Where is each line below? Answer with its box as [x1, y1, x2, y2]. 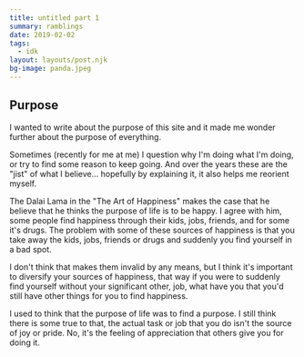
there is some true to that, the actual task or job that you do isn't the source [9, 317, 292, 328]
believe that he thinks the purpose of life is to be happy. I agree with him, [9, 205, 282, 216]
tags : [9, 38, 30, 48]
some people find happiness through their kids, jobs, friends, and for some [9, 214, 289, 225]
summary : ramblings [9, 22, 84, 31]
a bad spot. [9, 243, 52, 254]
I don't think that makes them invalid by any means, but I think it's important [9, 261, 293, 273]
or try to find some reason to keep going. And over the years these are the [9, 158, 289, 169]
